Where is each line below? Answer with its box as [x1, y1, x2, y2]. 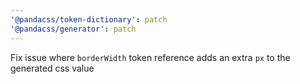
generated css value [10, 62, 95, 74]
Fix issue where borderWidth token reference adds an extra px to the [10, 51, 291, 63]
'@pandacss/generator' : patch [10, 24, 137, 34]
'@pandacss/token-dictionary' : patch [10, 14, 168, 25]
